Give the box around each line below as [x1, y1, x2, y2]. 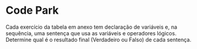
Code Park [5, 4, 59, 17]
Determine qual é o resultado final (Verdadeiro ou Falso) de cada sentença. [5, 36, 192, 43]
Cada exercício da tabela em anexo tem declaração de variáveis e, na [5, 23, 178, 30]
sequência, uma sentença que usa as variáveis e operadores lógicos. [5, 29, 177, 36]
